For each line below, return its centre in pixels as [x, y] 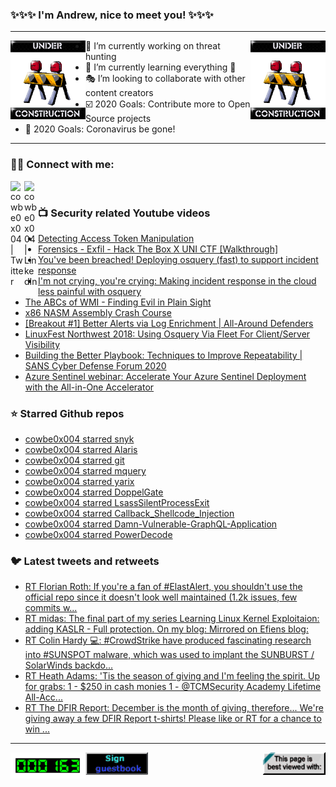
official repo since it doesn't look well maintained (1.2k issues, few [161, 597]
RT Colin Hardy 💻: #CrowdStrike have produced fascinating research [168, 640]
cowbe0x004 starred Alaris [81, 450]
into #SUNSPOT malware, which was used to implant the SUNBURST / [169, 655]
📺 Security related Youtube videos [124, 213]
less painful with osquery [90, 291]
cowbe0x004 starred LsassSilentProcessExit [117, 503]
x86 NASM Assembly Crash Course [98, 312]
